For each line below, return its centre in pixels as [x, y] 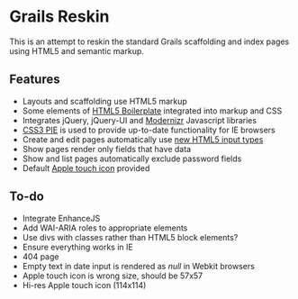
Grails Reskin [59, 17]
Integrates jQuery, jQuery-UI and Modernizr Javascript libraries [140, 120]
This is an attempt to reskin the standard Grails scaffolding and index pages [149, 41]
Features [35, 80]
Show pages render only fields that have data [107, 149]
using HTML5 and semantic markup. [77, 50]
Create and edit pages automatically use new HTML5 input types [143, 139]
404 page [41, 256]
